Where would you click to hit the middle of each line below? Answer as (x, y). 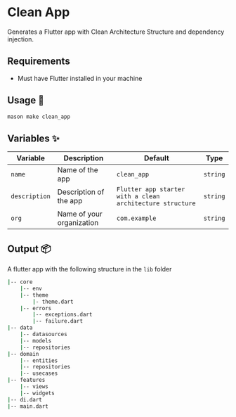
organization (78, 223)
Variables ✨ (33, 138)
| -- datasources (44, 335)
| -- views (34, 387)
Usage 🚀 (26, 100)
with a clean (138, 197)
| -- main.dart (28, 406)
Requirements (39, 62)
